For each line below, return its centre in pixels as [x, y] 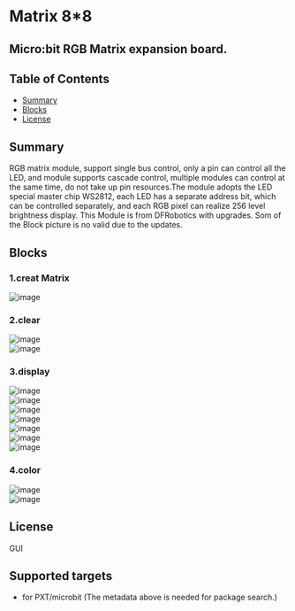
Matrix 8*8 [51, 16]
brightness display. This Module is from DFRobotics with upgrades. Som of [145, 215]
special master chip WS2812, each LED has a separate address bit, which [143, 197]
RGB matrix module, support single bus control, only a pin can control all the [147, 168]
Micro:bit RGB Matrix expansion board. [118, 49]
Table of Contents [60, 78]
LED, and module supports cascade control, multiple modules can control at [147, 178]
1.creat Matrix [40, 278]
